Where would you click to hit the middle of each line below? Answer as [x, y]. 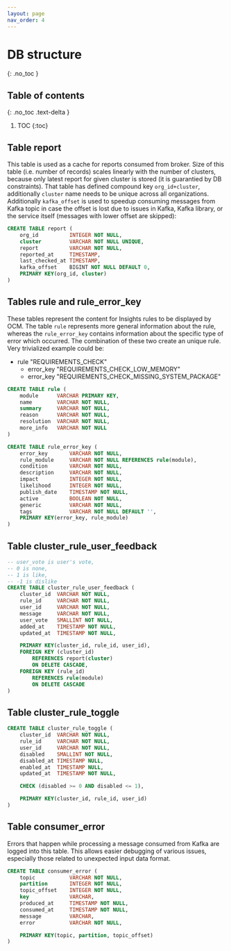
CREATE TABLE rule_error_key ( [52, 447]
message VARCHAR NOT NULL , [65, 613]
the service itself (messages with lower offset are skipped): [92, 216]
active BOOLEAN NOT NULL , [71, 498]
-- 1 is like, [28, 575]
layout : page [26, 14]
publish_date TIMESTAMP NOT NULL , [74, 492]
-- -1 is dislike [32, 581]
